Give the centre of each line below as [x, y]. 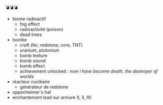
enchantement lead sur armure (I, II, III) [52, 97]
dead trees [31, 35]
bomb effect [32, 66]
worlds [27, 76]
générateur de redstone [44, 87]
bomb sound [33, 61]
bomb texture [33, 55]
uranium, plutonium [39, 50]
